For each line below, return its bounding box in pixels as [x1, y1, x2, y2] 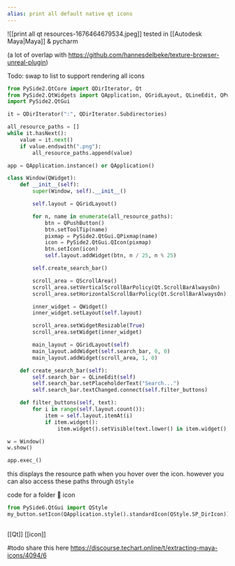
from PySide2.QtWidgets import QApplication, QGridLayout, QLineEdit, [7, 92, 218, 99]
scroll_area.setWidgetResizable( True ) [32, 322, 145, 329]
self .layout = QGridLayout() [32, 200, 117, 207]
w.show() [7, 444, 33, 452]
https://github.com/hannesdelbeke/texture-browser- [68, 50, 220, 59]
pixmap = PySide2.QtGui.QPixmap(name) [44, 233, 158, 240]
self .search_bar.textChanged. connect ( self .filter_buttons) [32, 387, 208, 394]
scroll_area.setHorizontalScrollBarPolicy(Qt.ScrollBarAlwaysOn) [32, 290, 227, 298]
